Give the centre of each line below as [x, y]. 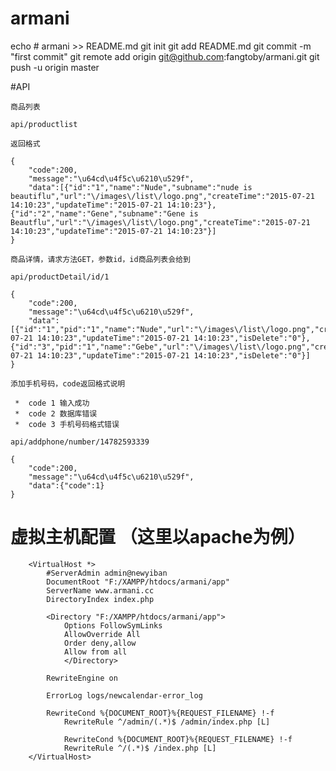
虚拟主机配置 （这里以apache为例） [158, 537]
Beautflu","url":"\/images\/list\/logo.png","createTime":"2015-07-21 [160, 222]
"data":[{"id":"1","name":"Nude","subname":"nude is [140, 187]
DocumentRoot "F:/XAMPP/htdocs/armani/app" [138, 582]
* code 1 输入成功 [52, 403]
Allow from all [95, 652]
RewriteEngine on [82, 678]
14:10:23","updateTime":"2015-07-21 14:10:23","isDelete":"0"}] [173, 355]
